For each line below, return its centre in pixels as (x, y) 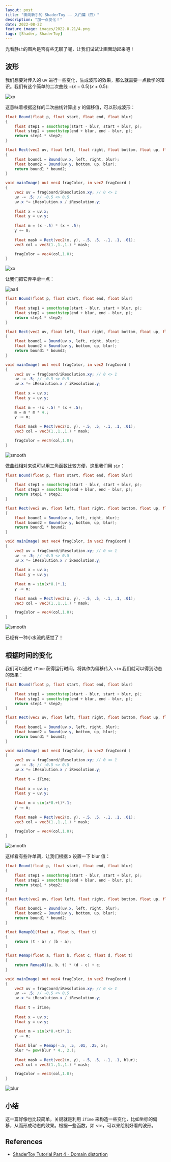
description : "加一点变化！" (34, 19)
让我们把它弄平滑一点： (30, 279)
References (24, 1142)
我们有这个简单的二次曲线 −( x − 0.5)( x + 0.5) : (61, 86)
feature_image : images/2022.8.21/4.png (48, 29)
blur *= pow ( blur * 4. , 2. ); (45, 1050)
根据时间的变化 (29, 655)
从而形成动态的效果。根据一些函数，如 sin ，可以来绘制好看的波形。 (85, 1125)
